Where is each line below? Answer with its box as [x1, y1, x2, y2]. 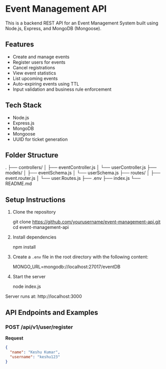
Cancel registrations [12, 64, 55, 70]
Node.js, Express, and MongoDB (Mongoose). [5, 25, 102, 31]
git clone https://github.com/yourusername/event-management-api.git [12, 219, 161, 225]
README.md [5, 180, 32, 187]
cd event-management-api [12, 224, 69, 230]
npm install [12, 244, 36, 250]
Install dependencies [12, 234, 57, 240]
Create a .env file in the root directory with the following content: [12, 254, 149, 260]
